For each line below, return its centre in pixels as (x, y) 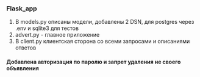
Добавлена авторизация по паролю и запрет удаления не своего (94, 62)
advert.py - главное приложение (57, 35)
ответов (26, 48)
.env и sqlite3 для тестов (47, 28)
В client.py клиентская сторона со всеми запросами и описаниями (102, 42)
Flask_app (22, 9)
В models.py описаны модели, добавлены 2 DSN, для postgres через (105, 22)
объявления (23, 68)
